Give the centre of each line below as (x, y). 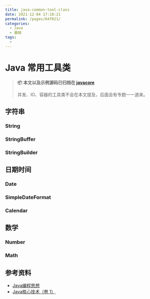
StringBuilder (22, 152)
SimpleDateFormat (28, 197)
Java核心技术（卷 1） (34, 292)
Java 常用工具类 (38, 68)
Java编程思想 (26, 286)
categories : (17, 23)
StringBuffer (20, 139)
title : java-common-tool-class (37, 10)
